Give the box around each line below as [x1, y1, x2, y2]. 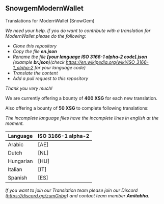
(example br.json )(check [12, 59, 65, 65]
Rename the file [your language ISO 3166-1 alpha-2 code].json [12, 54, 148, 60]
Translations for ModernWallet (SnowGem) [5, 17, 95, 23]
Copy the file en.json [12, 48, 57, 54]
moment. [5, 120, 24, 126]
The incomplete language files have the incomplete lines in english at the [5, 115, 159, 121]
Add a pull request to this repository [12, 75, 89, 81]
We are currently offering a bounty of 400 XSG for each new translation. [5, 95, 158, 101]
